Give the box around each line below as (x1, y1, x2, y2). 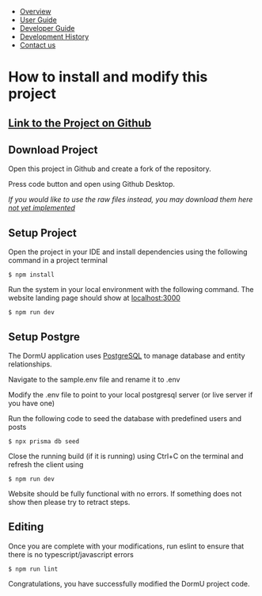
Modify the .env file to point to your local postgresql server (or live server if (8, 390, 253, 400)
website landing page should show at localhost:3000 (8, 293, 180, 303)
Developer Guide (19, 24, 75, 32)
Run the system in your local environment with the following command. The (8, 285, 254, 294)
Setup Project (8, 226, 78, 240)
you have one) (8, 399, 55, 408)
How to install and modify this (8, 68, 208, 86)
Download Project (8, 142, 98, 157)
